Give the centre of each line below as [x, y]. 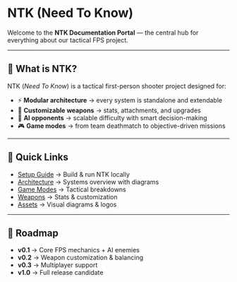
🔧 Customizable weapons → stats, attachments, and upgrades [109, 110]
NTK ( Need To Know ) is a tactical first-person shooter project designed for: [117, 86]
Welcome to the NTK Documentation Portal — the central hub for [103, 33]
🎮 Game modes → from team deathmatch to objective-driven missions [121, 126]
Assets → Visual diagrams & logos [67, 204]
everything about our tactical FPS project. [68, 40]
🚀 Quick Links [38, 157]
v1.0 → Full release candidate [60, 273]
